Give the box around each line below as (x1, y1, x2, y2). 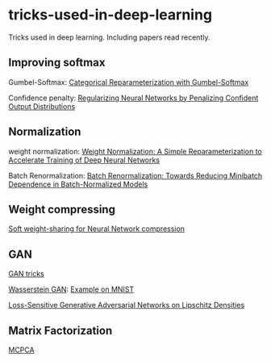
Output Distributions (8, 101, 76, 111)
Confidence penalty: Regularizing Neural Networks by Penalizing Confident (8, 93, 259, 103)
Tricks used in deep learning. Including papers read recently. (8, 32, 211, 42)
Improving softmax (8, 56, 106, 69)
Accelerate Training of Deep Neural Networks (8, 155, 160, 165)
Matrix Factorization (8, 323, 113, 337)
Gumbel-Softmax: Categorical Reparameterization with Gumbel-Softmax (8, 77, 249, 86)
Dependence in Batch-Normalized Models (8, 179, 148, 189)
